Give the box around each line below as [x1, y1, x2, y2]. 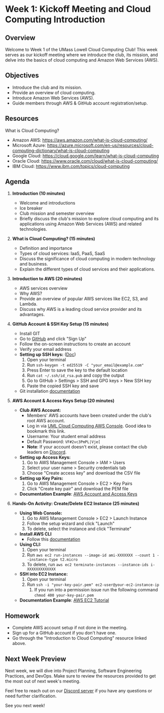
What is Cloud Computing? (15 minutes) [12, 236, 95, 242]
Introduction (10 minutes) [12, 191, 65, 197]
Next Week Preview [5, 654, 66, 663]
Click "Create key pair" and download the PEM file [27, 486, 129, 492]
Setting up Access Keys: [19, 454, 71, 460]
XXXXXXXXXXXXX [27, 567, 56, 572]
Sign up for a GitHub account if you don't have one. [12, 630, 117, 636]
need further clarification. [5, 693, 57, 699]
